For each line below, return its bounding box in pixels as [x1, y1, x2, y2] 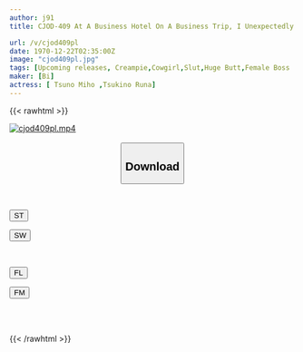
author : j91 [9, 13, 54, 23]
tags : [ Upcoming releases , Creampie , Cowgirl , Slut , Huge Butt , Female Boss [9, 64, 290, 73]
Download [125, 160, 180, 173]
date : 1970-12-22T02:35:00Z [9, 46, 116, 55]
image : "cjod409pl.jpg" [9, 55, 100, 64]
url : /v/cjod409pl [9, 38, 79, 47]
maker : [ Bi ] [9, 72, 54, 82]
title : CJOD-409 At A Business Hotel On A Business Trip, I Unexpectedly [9, 22, 295, 31]
